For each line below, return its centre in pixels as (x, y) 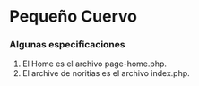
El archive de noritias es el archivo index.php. (106, 73)
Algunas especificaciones (67, 45)
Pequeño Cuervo (73, 17)
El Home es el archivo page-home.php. (95, 64)
